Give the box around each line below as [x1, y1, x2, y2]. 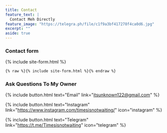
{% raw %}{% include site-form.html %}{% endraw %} [5, 69, 116, 74]
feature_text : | [5, 12, 39, 17]
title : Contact [5, 7, 37, 13]
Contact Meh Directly [10, 17, 55, 22]
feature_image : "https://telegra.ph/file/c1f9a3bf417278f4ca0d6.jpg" [5, 21, 155, 27]
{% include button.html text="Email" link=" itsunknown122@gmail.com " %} [5, 92, 160, 98]
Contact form [5, 47, 39, 54]
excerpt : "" [5, 26, 30, 31]
